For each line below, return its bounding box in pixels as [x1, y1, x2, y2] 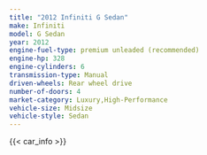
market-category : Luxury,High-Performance [9, 95, 168, 105]
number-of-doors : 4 [9, 87, 81, 96]
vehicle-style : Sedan [9, 112, 89, 120]
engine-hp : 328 [9, 54, 65, 63]
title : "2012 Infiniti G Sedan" [9, 12, 128, 22]
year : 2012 [9, 37, 50, 47]
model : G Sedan [9, 29, 65, 38]
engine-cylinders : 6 [9, 63, 86, 72]
